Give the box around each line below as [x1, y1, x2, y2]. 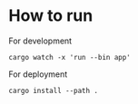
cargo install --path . [8, 86, 99, 95]
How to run [8, 5, 94, 26]
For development [8, 35, 73, 46]
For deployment [8, 69, 68, 80]
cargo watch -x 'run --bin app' [8, 52, 131, 61]
